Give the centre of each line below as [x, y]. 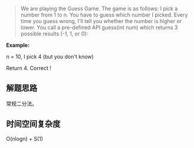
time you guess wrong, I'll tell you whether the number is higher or [101, 21]
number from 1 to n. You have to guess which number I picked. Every [104, 15]
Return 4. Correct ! [29, 68]
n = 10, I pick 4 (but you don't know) [50, 57]
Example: [18, 45]
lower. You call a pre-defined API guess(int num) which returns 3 [99, 27]
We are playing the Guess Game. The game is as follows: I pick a [99, 9]
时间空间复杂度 [33, 124]
